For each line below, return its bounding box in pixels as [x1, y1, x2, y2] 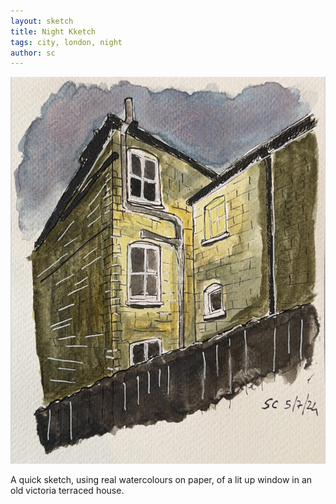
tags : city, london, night [10, 37, 123, 47]
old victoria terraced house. [10, 485, 125, 497]
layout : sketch [10, 16, 74, 26]
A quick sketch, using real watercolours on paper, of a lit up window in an [10, 474, 313, 486]
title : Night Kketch [10, 26, 97, 37]
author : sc [10, 48, 56, 58]
